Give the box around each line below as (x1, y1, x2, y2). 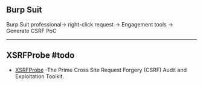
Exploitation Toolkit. (14, 72, 65, 80)
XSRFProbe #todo (6, 51, 75, 61)
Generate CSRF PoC (6, 27, 57, 34)
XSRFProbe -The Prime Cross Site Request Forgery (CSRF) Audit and (14, 66, 187, 73)
